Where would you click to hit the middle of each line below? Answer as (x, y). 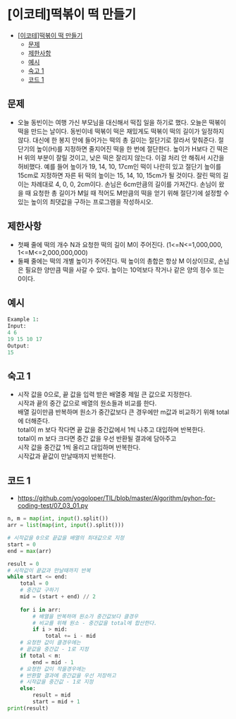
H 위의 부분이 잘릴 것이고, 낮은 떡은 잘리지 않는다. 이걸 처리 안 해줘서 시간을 (121, 158)
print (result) (28, 708)
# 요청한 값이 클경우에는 (50, 643)
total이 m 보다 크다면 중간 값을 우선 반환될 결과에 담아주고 (97, 439)
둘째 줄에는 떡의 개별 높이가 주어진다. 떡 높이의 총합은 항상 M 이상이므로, (117, 261)
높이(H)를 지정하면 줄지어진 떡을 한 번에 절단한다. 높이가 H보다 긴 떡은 (132, 148)
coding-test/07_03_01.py (53, 506)
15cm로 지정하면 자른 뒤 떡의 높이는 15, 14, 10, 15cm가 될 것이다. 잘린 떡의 (119, 175)
